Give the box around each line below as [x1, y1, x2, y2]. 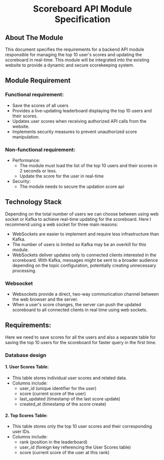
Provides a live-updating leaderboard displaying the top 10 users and [12, 107, 152, 113]
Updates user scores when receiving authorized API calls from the [12, 118, 147, 124]
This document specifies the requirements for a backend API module [5, 46, 144, 52]
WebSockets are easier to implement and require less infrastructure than [12, 231, 160, 237]
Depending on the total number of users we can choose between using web [5, 211, 159, 217]
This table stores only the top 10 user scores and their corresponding [12, 424, 152, 429]
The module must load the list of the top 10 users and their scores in [19, 162, 158, 168]
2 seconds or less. [19, 168, 57, 174]
